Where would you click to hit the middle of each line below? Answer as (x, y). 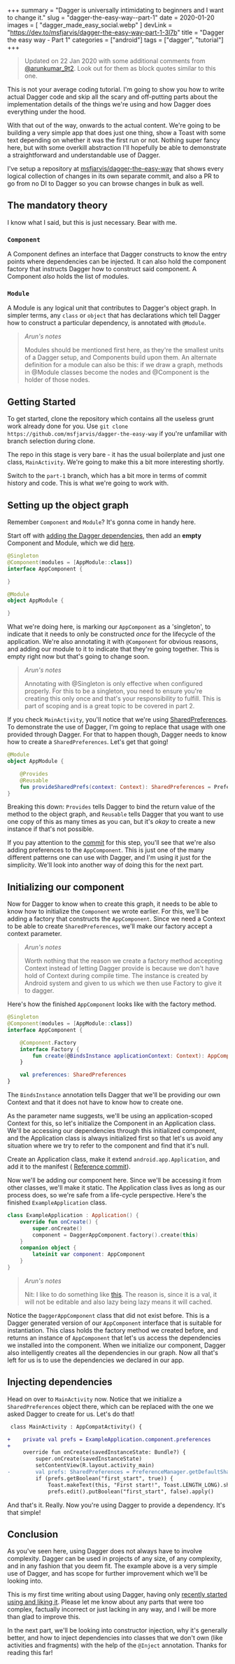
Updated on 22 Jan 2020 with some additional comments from (115, 61)
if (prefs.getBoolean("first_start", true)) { (104, 1478)
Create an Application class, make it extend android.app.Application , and (114, 1160)
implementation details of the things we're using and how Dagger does (109, 104)
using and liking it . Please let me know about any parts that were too (106, 1602)
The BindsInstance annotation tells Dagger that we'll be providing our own (114, 1095)
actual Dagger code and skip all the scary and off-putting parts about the (113, 97)
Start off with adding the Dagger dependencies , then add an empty (104, 536)
